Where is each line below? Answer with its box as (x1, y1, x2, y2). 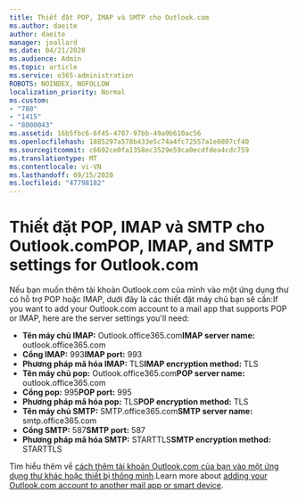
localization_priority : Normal (9, 87, 126, 96)
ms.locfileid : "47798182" (9, 179, 105, 188)
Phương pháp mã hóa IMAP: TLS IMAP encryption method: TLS (21, 358, 259, 370)
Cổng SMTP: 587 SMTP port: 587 (21, 425, 145, 436)
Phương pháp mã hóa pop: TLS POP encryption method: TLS (21, 397, 249, 407)
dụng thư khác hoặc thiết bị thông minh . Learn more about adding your (9, 470, 268, 481)
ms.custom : (9, 95, 50, 105)
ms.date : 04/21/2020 (9, 46, 87, 55)
